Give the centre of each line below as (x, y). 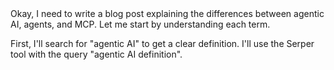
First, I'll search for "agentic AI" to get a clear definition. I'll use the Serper (162, 43)
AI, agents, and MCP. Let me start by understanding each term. (140, 24)
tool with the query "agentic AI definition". (96, 54)
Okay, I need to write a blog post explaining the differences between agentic (167, 13)
